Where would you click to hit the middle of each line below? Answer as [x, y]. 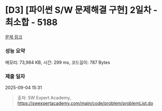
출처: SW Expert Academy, [44, 97]
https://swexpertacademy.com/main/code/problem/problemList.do [85, 103]
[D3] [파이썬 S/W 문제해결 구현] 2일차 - [81, 10]
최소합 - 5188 [31, 22]
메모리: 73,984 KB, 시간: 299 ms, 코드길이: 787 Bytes [58, 62]
